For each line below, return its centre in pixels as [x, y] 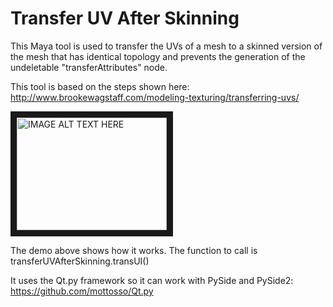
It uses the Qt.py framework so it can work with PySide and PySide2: [152, 280]
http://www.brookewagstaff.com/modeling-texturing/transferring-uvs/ [155, 97]
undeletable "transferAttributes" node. [89, 67]
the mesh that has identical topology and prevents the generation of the [158, 56]
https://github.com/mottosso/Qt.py [82, 291]
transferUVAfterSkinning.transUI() [80, 261]
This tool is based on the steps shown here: [100, 86]
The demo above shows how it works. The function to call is [134, 250]
